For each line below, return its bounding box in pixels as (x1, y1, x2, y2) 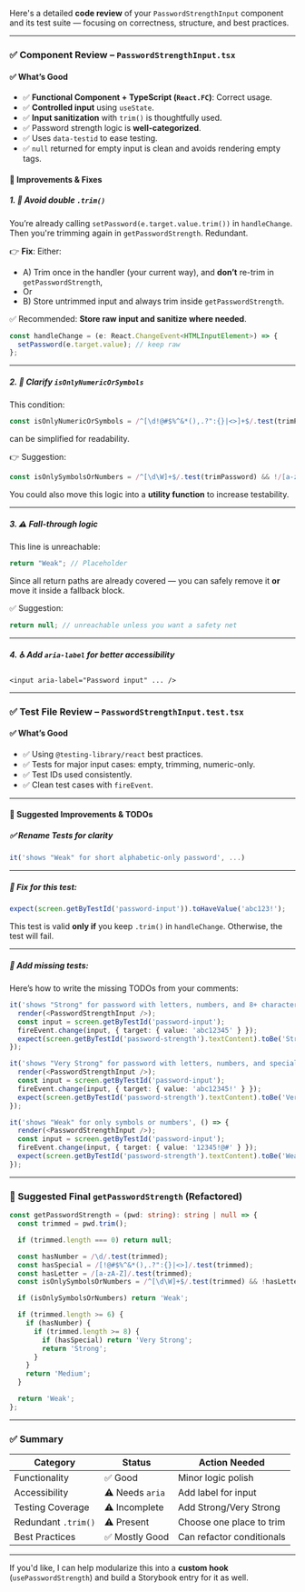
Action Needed (198, 1457, 265, 1469)
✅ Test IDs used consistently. (22, 768, 133, 780)
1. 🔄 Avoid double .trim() (9, 195, 106, 205)
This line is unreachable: (9, 541, 101, 552)
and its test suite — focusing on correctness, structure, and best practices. (9, 17, 290, 28)
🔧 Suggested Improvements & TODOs (9, 809, 153, 820)
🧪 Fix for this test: (9, 881, 77, 892)
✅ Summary (9, 1432, 64, 1445)
